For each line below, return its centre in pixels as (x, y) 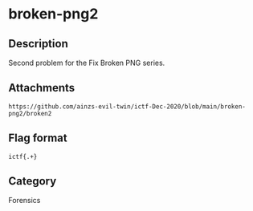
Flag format (38, 138)
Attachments (42, 88)
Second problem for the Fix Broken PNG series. (87, 63)
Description (38, 44)
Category (33, 181)
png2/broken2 (30, 113)
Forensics (24, 201)
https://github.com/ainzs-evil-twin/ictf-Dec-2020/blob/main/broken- (127, 106)
